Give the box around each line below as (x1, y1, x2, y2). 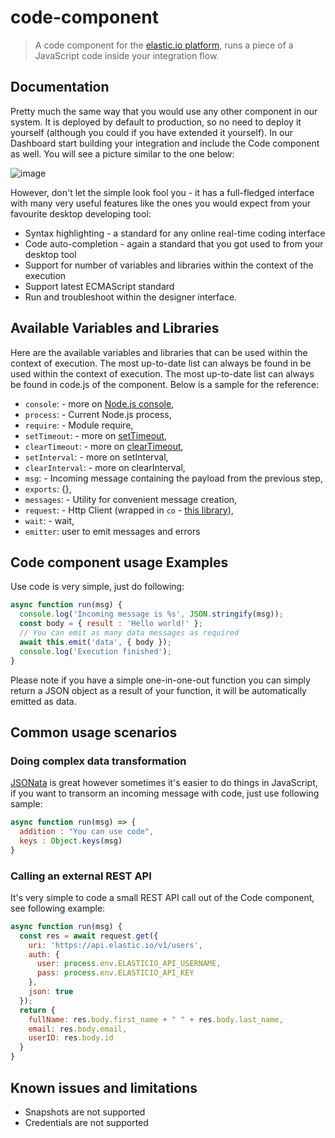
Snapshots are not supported (24, 1106, 146, 1118)
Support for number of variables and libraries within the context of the (24, 259, 314, 271)
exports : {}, (24, 482, 72, 495)
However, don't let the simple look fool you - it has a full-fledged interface (10, 186, 315, 198)
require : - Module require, (24, 419, 134, 431)
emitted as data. (10, 695, 77, 707)
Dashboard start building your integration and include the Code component (10, 137, 320, 149)
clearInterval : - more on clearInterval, (24, 461, 186, 473)
